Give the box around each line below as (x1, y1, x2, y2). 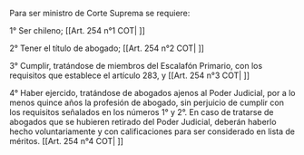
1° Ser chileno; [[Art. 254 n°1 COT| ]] (9, 25, 145, 35)
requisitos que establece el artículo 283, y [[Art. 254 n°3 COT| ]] (9, 70, 250, 81)
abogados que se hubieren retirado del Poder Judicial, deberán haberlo (9, 117, 277, 127)
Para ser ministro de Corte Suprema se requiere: (9, 8, 191, 18)
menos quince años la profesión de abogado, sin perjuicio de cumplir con (9, 97, 284, 108)
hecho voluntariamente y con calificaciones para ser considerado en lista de (9, 126, 296, 137)
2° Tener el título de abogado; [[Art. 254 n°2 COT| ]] (9, 43, 204, 53)
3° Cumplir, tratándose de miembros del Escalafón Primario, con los (9, 61, 263, 71)
